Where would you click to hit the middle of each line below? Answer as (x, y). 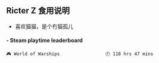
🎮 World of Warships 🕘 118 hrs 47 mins (80, 54)
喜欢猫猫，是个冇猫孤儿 (44, 26)
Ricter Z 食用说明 (38, 11)
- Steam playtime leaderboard (45, 40)
